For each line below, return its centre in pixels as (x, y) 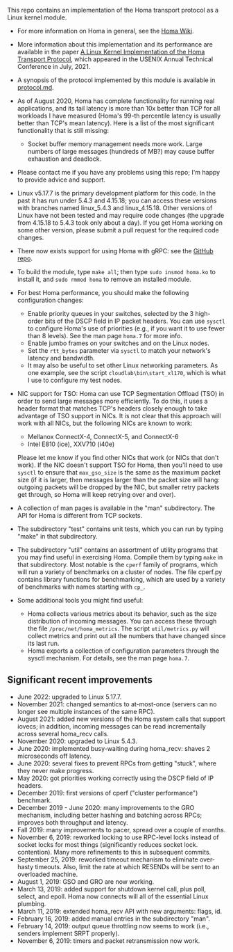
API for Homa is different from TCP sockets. (80, 515)
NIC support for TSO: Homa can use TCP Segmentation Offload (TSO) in (120, 394)
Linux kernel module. (37, 17)
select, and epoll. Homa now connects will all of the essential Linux (113, 896)
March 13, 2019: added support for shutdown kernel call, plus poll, (112, 889)
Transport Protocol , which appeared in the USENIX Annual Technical (115, 59)
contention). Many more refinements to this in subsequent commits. (114, 852)
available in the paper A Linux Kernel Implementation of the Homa (111, 52)
